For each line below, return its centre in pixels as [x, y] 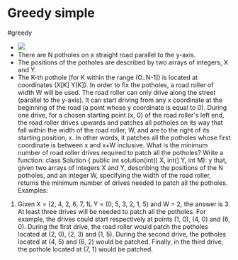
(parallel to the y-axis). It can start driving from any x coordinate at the [120, 100]
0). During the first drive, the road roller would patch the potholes [113, 226]
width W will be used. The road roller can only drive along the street [117, 92]
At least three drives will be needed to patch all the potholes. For [112, 211]
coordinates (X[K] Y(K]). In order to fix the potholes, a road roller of [115, 85]
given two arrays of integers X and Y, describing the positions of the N [120, 167]
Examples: [33, 190]
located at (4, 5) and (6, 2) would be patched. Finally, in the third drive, [120, 242]
